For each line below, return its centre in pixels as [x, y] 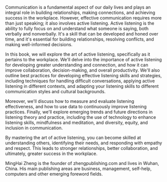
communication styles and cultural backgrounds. [55, 92]
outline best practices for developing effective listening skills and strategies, [83, 75]
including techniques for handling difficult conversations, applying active [80, 81]
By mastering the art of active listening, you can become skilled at [73, 138]
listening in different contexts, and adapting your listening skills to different [82, 86]
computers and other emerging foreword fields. [54, 174]
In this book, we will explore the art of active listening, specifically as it [78, 54]
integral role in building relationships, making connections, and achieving [80, 13]
